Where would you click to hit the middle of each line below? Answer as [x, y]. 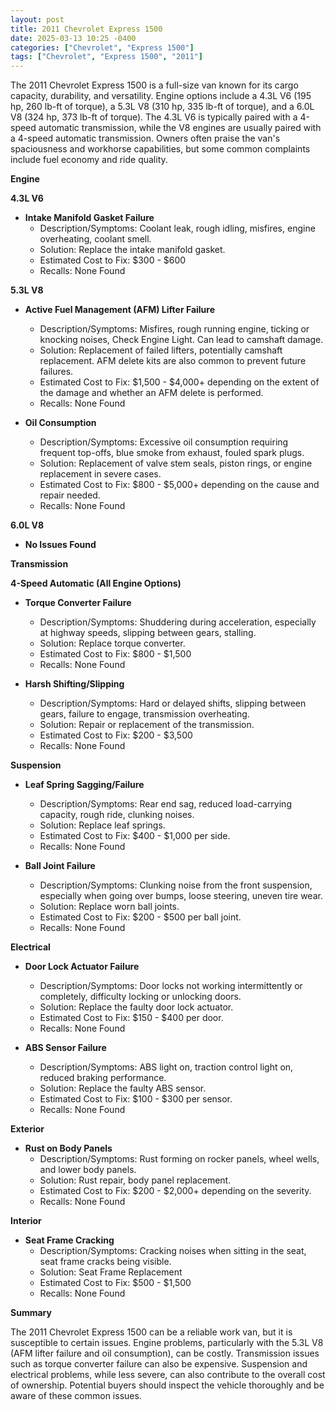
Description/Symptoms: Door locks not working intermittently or [171, 986]
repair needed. [70, 495]
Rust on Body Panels [68, 1148]
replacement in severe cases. [100, 474]
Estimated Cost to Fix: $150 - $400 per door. [131, 1018]
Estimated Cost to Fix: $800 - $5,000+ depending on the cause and [179, 485]
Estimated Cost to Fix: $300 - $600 [113, 260]
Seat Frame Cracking [69, 1240]
